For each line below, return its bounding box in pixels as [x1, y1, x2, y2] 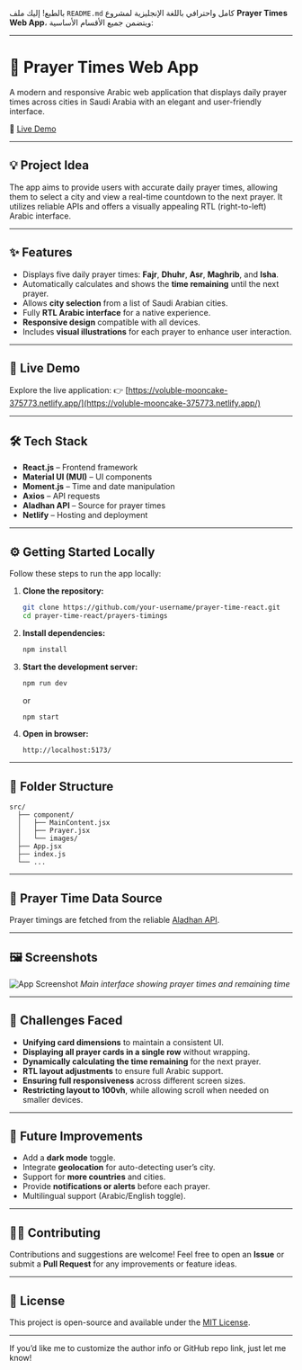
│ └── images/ [17, 834, 78, 844]
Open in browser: [22, 729, 89, 739]
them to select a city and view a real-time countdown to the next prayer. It [9, 191, 283, 201]
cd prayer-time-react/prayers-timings [22, 611, 168, 620]
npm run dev [22, 678, 67, 687]
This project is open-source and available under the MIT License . [9, 1317, 251, 1328]
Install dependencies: [22, 627, 106, 638]
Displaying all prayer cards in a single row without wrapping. [22, 1046, 251, 1057]
